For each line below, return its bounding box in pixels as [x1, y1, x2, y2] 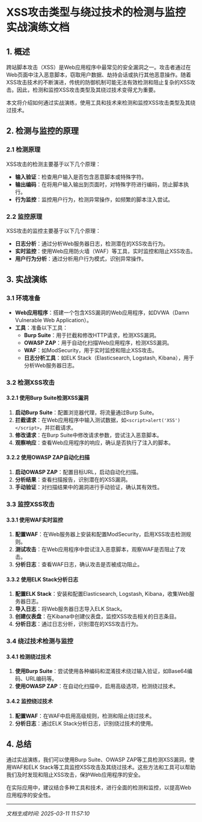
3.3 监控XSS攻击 [6, 500, 55, 508]
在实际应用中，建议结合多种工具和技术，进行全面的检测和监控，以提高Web [6, 784, 191, 791]
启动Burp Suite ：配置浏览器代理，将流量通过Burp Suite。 [14, 408, 158, 416]
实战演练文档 [6, 21, 70, 34]
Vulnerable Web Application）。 [14, 316, 92, 323]
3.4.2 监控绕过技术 [6, 698, 53, 705]
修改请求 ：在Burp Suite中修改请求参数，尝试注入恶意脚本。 [14, 431, 162, 438]
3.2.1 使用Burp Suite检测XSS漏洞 [6, 394, 89, 402]
